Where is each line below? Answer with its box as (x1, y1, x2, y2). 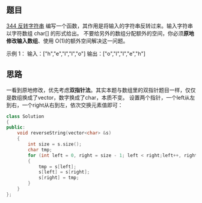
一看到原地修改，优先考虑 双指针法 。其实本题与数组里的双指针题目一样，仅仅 (6, 86, 196, 94)
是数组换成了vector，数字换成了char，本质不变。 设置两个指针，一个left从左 (6, 94, 195, 101)
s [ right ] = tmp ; (38, 175, 79, 181)
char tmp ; (28, 147, 52, 153)
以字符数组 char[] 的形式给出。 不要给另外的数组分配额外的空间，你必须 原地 (6, 29, 194, 37)
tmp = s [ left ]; (38, 163, 77, 169)
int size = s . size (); (28, 141, 82, 147)
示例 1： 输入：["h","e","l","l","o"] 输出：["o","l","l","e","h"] (6, 50, 146, 57)
